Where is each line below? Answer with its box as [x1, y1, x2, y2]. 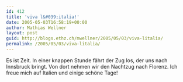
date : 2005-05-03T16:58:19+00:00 [6, 19, 88, 25]
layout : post [6, 30, 38, 36]
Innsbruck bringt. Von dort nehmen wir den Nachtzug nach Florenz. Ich [6, 63, 178, 70]
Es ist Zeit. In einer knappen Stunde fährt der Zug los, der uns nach [6, 56, 168, 64]
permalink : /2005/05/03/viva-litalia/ [6, 41, 101, 47]
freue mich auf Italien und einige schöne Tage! [6, 69, 118, 76]
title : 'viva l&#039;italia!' [6, 14, 80, 20]
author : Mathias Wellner [6, 24, 67, 31]
